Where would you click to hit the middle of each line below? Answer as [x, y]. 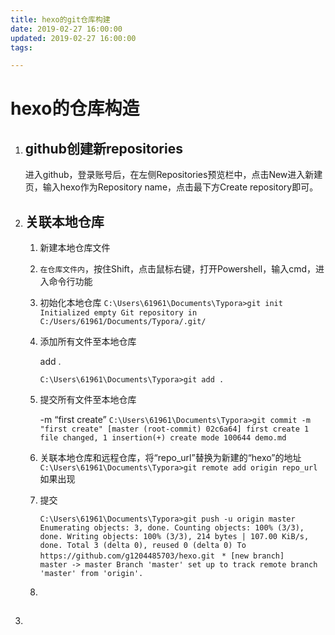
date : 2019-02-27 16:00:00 [66, 29]
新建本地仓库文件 [75, 248]
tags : [21, 47]
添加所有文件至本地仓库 [88, 342]
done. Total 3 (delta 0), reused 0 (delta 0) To [143, 546]
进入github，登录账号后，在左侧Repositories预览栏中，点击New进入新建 [173, 175]
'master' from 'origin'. [91, 574]
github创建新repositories [103, 148]
